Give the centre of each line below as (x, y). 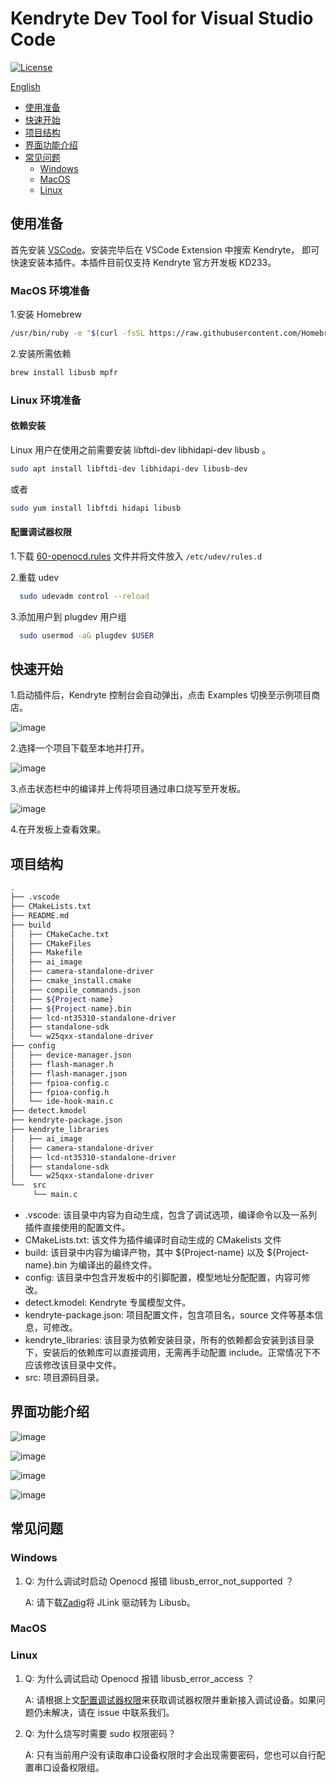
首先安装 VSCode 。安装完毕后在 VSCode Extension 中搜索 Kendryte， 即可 (165, 249)
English (25, 86)
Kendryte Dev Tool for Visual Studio (162, 18)
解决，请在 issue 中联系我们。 (113, 1712)
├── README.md (40, 915)
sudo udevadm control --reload (84, 596)
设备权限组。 (78, 1767)
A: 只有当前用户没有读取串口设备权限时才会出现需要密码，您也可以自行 (170, 1754)
